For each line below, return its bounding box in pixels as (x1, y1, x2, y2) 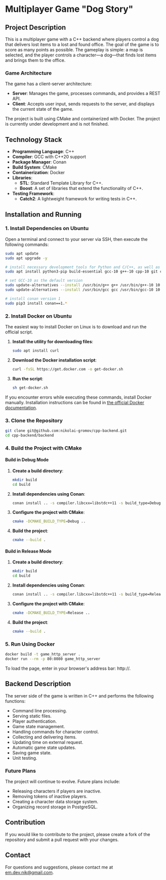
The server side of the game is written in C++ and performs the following (5, 693, 154, 698)
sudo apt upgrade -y (5, 256, 48, 261)
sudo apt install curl (12, 348, 59, 353)
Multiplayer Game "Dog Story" (5, 3, 133, 15)
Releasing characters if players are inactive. (12, 788, 102, 794)
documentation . (5, 405, 38, 411)
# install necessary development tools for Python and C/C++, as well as (5, 265, 161, 270)
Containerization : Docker (12, 170, 65, 176)
